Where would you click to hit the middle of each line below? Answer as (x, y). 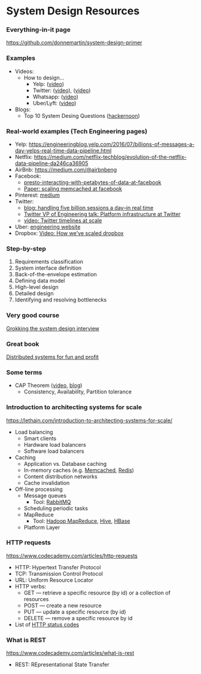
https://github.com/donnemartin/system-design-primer (74, 42)
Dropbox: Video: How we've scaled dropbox (69, 233)
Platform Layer (42, 527)
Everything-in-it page (38, 30)
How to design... (44, 77)
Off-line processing (39, 489)
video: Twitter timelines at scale (63, 221)
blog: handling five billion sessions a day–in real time (89, 208)
